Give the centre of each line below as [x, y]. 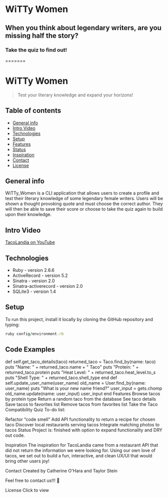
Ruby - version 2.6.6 [33, 270]
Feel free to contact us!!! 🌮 [33, 480]
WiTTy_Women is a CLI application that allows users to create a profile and [82, 193]
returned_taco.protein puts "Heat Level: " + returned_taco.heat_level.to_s [80, 372]
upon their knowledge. [28, 215]
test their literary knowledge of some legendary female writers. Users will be [84, 199]
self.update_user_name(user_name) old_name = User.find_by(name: [76, 383]
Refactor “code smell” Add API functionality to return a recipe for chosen [80, 419]
